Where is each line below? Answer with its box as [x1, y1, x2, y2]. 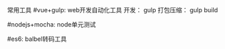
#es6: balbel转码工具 [7, 35, 67, 43]
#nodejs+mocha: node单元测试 [7, 20, 96, 29]
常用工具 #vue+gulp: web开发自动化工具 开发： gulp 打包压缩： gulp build [7, 6, 218, 14]
